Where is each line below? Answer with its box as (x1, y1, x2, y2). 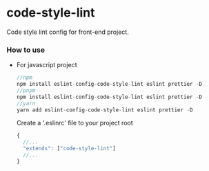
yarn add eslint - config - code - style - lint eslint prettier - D (16, 106, 193, 114)
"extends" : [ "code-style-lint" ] (23, 145, 116, 152)
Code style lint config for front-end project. (6, 28, 129, 36)
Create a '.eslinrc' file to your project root (16, 119, 134, 127)
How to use (6, 45, 46, 55)
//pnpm (16, 87, 36, 94)
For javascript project (16, 61, 77, 69)
